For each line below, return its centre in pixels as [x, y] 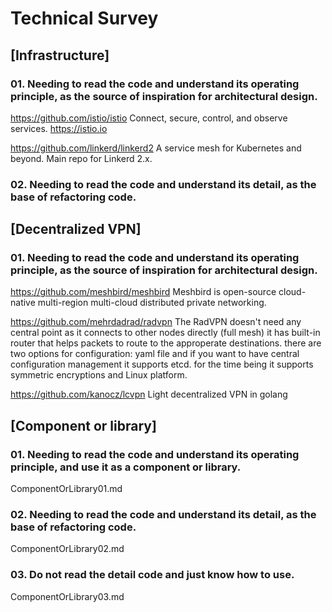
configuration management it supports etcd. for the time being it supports [162, 364]
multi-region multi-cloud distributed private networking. [152, 303]
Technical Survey [84, 18]
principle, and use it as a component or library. [126, 467]
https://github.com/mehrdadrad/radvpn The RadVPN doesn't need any [156, 322]
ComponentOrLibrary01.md [66, 489]
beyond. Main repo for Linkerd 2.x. [81, 158]
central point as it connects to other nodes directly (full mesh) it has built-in [165, 333]
